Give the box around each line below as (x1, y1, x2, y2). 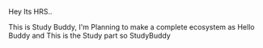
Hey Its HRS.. (8, 7, 53, 16)
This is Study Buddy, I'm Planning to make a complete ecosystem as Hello (8, 22, 255, 31)
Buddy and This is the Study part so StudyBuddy (8, 31, 172, 40)
